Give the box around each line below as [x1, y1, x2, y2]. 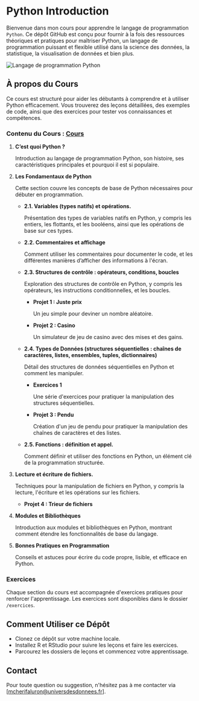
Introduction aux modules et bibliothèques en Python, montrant [14, 524, 172, 531]
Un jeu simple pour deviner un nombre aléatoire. [33, 310, 153, 317]
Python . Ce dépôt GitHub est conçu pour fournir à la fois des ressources [6, 30, 185, 37]
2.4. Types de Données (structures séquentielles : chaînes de [24, 345, 182, 352]
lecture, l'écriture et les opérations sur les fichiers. [14, 489, 141, 496]
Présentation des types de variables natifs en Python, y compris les [24, 214, 192, 221]
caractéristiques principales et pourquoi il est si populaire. [14, 161, 160, 168]
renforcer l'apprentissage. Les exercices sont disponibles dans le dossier [6, 595, 188, 603]
